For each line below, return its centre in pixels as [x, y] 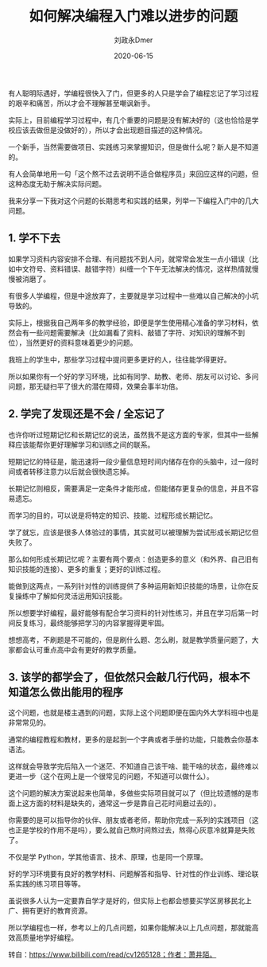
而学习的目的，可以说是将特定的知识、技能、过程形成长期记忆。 [112, 515]
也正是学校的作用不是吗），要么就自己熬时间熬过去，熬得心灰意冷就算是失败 [132, 830]
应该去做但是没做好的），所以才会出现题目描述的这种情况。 [110, 130]
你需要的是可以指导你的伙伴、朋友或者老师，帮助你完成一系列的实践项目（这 [133, 820]
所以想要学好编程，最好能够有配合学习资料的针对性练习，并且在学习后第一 [130, 613]
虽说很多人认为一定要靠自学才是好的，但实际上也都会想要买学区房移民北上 [130, 901]
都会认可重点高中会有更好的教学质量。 [77, 649]
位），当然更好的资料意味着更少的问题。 [73, 343]
